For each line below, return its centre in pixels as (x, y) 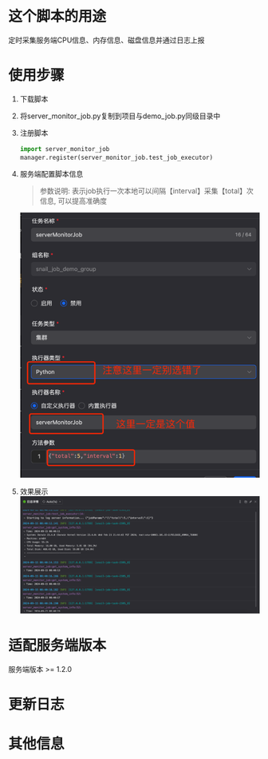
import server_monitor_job (65, 149)
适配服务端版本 (57, 646)
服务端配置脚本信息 (51, 173)
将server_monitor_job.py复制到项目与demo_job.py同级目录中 (120, 116)
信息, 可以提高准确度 (73, 201)
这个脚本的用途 (57, 16)
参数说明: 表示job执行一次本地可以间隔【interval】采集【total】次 (146, 191)
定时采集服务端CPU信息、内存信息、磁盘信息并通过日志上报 (106, 40)
